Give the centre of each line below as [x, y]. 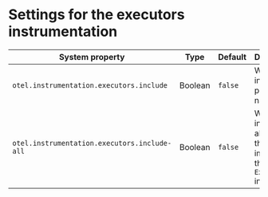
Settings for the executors [97, 15]
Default [233, 57]
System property [92, 57]
